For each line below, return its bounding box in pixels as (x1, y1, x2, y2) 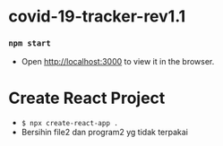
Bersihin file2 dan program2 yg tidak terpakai (21, 127, 189, 138)
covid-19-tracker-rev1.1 (8, 6, 186, 27)
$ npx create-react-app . (21, 119, 118, 128)
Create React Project (8, 88, 166, 108)
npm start (8, 39, 51, 48)
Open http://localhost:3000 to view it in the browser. (21, 56, 215, 67)
